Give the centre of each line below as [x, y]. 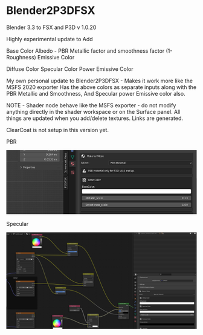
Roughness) [21, 57]
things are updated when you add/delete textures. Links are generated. [95, 118]
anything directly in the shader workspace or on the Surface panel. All [93, 111]
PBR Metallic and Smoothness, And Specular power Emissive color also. [96, 93]
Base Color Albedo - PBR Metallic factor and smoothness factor [85, 51]
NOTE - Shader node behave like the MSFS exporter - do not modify [91, 105]
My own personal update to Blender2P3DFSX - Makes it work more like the [100, 81]
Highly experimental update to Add [50, 39]
